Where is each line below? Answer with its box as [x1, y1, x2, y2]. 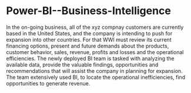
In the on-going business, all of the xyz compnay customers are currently [6, 24, 184, 31]
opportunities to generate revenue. [6, 79, 91, 87]
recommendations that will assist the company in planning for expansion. [6, 67, 183, 74]
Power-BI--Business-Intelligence [6, 4, 172, 18]
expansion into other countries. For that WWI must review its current [6, 36, 172, 43]
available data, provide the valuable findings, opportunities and [6, 61, 159, 68]
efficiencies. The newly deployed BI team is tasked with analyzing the [6, 55, 175, 62]
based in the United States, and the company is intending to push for [6, 29, 173, 36]
